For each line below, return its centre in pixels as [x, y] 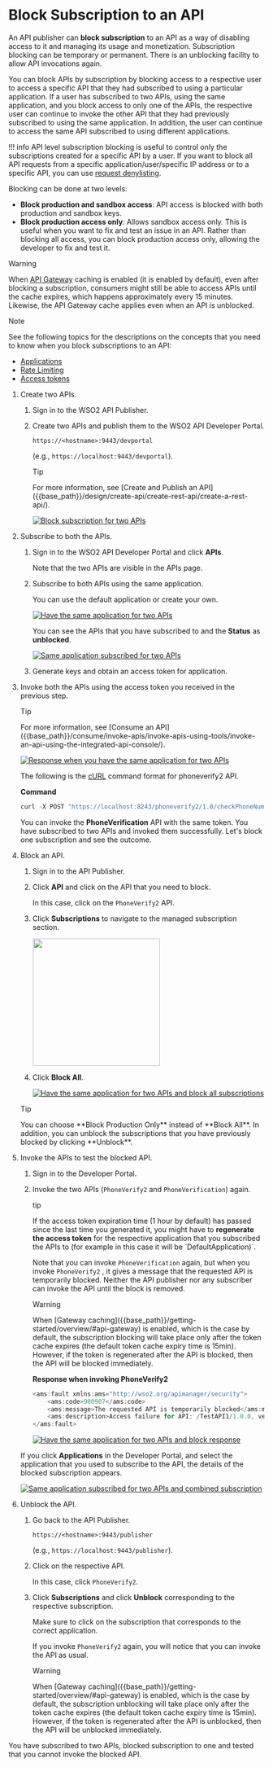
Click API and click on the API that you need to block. [121, 887]
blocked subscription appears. [71, 1473]
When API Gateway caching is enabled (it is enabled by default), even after [134, 279]
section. [45, 927]
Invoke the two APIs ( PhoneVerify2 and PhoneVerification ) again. [141, 1189]
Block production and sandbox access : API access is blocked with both [141, 204]
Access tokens [45, 378]
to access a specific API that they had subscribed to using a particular [126, 88]
